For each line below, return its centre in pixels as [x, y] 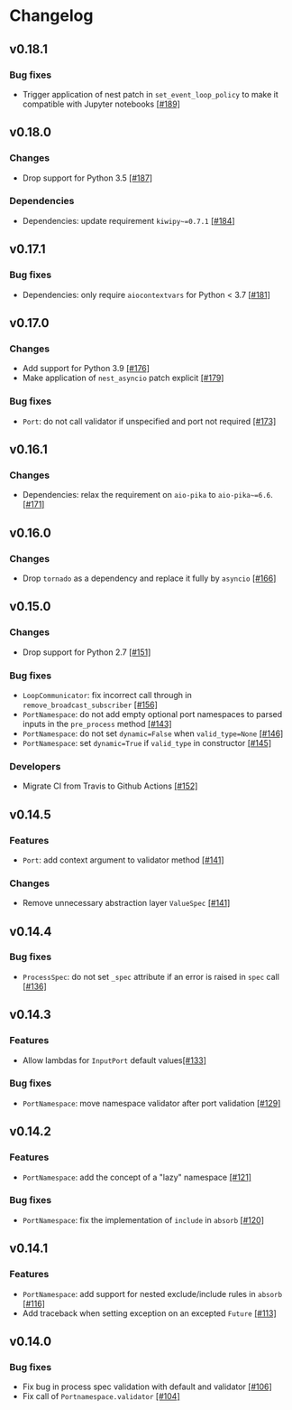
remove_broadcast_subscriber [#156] [90, 705]
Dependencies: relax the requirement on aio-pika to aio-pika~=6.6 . [147, 495]
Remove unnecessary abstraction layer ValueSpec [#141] [126, 903]
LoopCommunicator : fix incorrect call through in [107, 695]
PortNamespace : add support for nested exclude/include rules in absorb [152, 1293]
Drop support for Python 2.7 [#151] [87, 652]
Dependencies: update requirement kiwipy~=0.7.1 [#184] [129, 220]
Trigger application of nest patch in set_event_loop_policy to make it [151, 94]
